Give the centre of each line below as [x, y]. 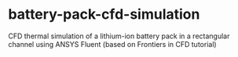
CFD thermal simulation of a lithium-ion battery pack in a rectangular [119, 36]
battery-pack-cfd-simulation [104, 14]
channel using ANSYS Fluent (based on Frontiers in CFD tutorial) [113, 44]
